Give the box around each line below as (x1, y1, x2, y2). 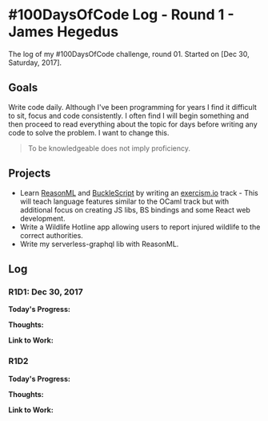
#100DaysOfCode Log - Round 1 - (8, 6, 234, 24)
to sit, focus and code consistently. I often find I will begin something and (8, 111, 250, 120)
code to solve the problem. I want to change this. (8, 128, 170, 137)
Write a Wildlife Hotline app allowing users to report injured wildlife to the (19, 222, 261, 232)
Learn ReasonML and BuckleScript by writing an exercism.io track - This (19, 188, 258, 197)
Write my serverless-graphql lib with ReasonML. (19, 239, 179, 249)
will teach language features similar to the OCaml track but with (19, 196, 230, 206)
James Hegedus (8, 22, 118, 41)
